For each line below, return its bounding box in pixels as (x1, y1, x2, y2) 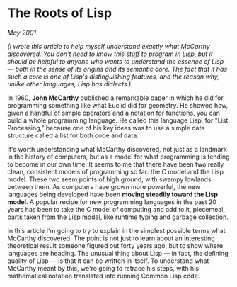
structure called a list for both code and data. (7, 131, 139, 140)
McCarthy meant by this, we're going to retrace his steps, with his (7, 264, 200, 272)
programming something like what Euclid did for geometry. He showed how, (7, 101, 229, 109)
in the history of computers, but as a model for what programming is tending (7, 152, 230, 161)
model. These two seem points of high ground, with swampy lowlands (7, 175, 212, 184)
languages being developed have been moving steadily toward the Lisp (7, 190, 218, 198)
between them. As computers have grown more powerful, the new (7, 182, 201, 191)
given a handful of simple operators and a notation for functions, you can (7, 108, 221, 117)
